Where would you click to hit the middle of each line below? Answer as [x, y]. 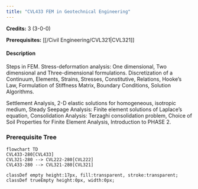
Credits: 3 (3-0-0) [29, 28]
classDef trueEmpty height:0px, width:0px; [61, 181]
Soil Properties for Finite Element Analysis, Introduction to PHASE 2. [89, 122]
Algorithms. [20, 92]
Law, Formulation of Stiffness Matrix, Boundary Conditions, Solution [89, 85]
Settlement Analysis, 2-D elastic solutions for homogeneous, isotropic [91, 103]
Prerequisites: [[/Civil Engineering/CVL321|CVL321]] [70, 40]
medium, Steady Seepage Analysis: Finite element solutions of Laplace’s [94, 109]
